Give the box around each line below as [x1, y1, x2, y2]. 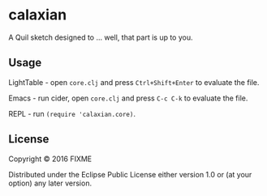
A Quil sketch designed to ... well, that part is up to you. [8, 32, 193, 42]
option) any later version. [8, 178, 92, 188]
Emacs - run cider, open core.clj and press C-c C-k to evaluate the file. [8, 93, 248, 103]
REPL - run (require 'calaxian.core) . [8, 109, 136, 118]
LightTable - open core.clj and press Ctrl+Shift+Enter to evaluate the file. [8, 77, 260, 87]
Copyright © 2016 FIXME [8, 154, 93, 164]
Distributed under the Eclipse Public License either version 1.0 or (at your [8, 169, 252, 179]
